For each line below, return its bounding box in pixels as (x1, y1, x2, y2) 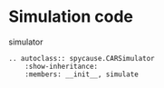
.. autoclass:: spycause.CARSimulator (8, 54, 155, 63)
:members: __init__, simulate (24, 70, 140, 79)
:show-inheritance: (24, 62, 99, 71)
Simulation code (8, 6, 133, 27)
